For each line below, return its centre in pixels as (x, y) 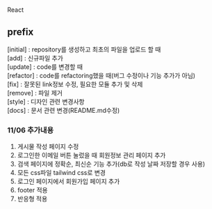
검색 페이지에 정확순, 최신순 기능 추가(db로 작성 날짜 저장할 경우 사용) (111, 164)
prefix (21, 32)
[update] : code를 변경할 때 (45, 67)
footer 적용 (32, 190)
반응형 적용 (32, 199)
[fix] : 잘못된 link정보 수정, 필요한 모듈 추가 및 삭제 (75, 84)
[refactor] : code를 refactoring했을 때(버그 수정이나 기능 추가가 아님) (101, 76)
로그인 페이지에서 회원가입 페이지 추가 (68, 181)
